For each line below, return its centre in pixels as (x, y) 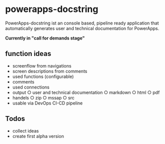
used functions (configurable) (43, 76)
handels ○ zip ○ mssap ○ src (43, 97)
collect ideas (25, 130)
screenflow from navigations (42, 65)
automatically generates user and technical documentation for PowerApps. (82, 28)
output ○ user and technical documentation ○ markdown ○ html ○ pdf (86, 92)
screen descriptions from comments (50, 71)
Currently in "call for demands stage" (45, 38)
